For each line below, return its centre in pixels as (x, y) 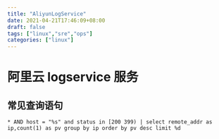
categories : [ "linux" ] (40, 40)
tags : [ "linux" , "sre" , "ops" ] (50, 34)
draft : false (26, 27)
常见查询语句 (35, 105)
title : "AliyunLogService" (47, 14)
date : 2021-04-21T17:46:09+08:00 (56, 20)
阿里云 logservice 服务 (73, 77)
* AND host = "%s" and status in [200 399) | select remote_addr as (110, 122)
